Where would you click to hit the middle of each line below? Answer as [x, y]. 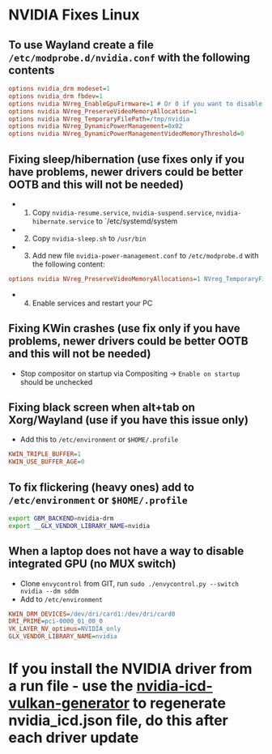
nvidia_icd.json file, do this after [118, 720]
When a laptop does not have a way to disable [126, 551]
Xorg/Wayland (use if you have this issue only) [129, 420]
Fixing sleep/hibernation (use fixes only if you [127, 159]
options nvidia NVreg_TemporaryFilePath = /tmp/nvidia [99, 119]
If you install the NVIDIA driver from [130, 669]
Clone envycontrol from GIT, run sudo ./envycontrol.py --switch [129, 583]
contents [32, 70]
